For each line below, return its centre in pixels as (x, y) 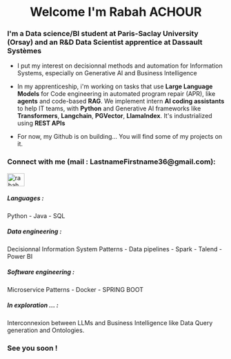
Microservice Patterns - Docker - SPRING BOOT (75, 289)
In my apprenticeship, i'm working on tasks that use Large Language (115, 86)
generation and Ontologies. (46, 330)
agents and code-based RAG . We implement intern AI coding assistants (121, 101)
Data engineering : (34, 231)
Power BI (20, 256)
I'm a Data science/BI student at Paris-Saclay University (103, 34)
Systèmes (24, 51)
